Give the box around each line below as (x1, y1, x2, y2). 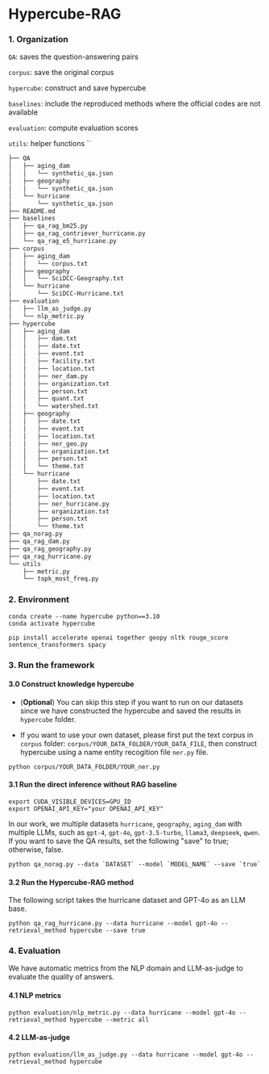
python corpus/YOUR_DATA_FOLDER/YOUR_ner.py (8, 762, 160, 771)
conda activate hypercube (8, 619, 95, 627)
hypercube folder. (19, 714, 77, 724)
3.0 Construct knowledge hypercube (8, 679, 134, 689)
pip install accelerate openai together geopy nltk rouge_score (8, 633, 229, 642)
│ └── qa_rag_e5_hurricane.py (8, 237, 117, 245)
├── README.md (8, 207, 56, 215)
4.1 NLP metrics (8, 991, 62, 1001)
